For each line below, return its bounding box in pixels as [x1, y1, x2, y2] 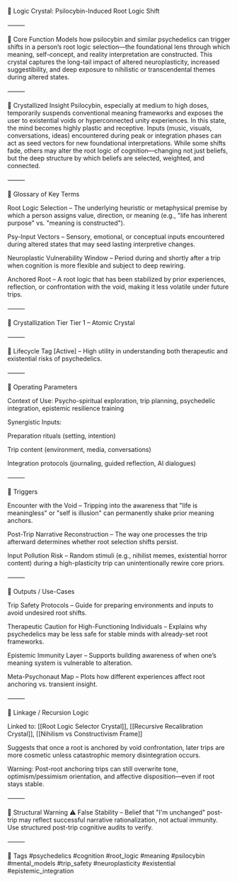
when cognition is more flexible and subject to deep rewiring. [7, 261, 185, 270]
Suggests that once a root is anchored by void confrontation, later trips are [7, 744, 225, 751]
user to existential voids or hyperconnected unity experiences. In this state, [7, 116, 226, 124]
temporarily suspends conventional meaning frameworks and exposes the [7, 109, 224, 117]
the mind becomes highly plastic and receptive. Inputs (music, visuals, [7, 124, 212, 132]
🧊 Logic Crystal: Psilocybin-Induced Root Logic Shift [7, 7, 160, 15]
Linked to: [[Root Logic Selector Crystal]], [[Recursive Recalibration [7, 722, 204, 730]
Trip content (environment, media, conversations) [7, 446, 152, 453]
